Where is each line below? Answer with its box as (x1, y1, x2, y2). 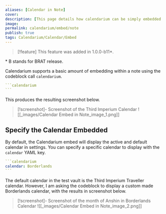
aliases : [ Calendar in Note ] (5, 7, 66, 12)
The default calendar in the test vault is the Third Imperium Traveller (5, 178, 145, 184)
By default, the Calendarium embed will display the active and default (5, 139, 148, 145)
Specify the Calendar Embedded (5, 126, 108, 134)
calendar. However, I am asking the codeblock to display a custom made (5, 183, 154, 189)
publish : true (5, 30, 35, 35)
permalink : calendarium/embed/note (5, 26, 79, 31)
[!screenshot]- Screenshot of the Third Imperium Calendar (17, 106, 137, 112)
